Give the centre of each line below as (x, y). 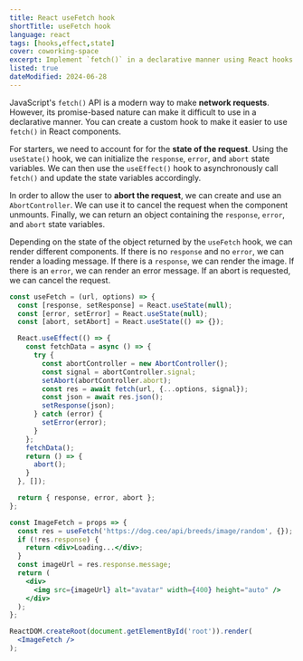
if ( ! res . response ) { (58, 540)
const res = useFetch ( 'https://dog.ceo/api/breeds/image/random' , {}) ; (156, 531)
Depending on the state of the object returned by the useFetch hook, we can (151, 242)
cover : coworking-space (54, 52)
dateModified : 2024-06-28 (58, 77)
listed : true (34, 69)
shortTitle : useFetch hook (60, 26)
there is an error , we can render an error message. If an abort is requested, (150, 270)
